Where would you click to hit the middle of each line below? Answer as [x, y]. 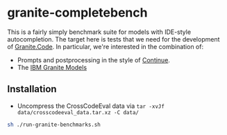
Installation [32, 89]
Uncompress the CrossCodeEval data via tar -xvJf [91, 106]
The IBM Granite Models [52, 67]
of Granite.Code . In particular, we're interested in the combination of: [105, 46]
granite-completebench [77, 13]
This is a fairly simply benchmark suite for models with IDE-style [99, 32]
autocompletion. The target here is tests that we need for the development [113, 39]
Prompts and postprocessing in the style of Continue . [93, 60]
